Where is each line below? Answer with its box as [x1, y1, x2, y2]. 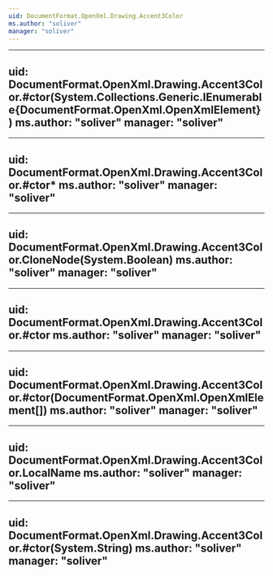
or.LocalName [8, 465, 81, 480]
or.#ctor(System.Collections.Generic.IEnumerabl [8, 90, 262, 104]
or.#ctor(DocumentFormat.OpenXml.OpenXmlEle [8, 391, 264, 405]
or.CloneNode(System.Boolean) [8, 253, 174, 267]
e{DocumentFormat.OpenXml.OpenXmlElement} [8, 103, 262, 116]
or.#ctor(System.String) [8, 541, 133, 555]
